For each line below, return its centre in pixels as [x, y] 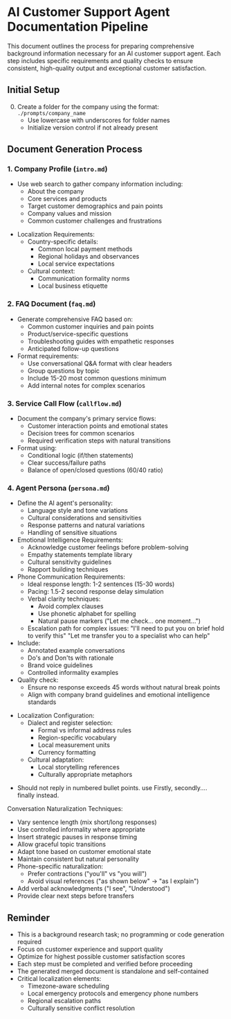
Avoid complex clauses [71, 606]
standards [42, 702]
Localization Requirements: [56, 234]
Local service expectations [76, 264]
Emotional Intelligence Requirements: [70, 540]
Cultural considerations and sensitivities [84, 518]
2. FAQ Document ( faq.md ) [52, 304]
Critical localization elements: [59, 979]
